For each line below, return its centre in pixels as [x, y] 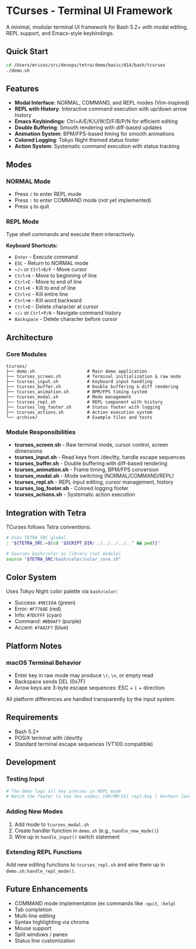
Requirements [32, 717]
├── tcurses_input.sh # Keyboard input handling [79, 381]
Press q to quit [32, 206]
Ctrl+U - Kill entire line [41, 294]
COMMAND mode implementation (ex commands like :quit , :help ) [95, 903]
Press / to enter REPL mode [48, 194]
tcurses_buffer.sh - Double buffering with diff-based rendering [91, 464]
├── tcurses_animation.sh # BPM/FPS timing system [77, 392]
